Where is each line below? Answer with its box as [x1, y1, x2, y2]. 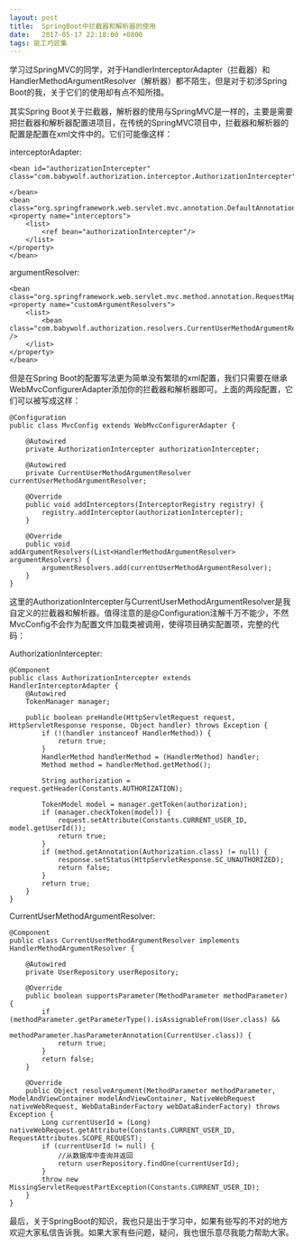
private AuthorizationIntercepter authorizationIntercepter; [25, 445, 260, 454]
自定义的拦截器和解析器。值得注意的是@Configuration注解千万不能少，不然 [9, 607, 289, 619]
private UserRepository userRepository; [25, 968, 179, 977]
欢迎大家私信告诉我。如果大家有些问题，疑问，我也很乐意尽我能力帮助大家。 [9, 1227, 294, 1238]
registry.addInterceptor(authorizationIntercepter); [41, 508, 244, 518]
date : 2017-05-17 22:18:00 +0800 [9, 30, 143, 39]
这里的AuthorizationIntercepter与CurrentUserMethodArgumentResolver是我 [9, 596, 291, 607]
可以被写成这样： [16, 395, 81, 407]
